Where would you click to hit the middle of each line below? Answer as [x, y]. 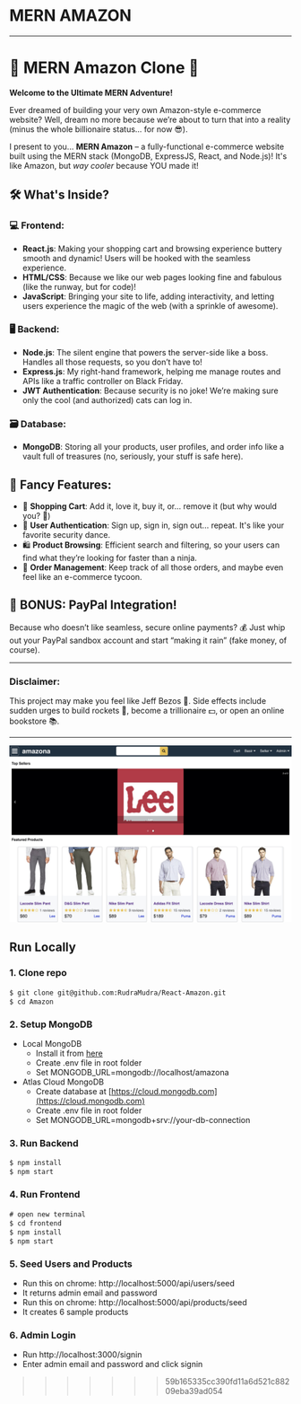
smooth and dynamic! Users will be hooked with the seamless [136, 258]
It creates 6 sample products [75, 1312]
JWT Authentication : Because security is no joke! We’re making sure [150, 390]
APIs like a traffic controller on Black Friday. [103, 381]
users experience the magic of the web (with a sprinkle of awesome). [150, 305]
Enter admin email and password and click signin [112, 1365]
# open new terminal [48, 1214]
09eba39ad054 [194, 1391]
